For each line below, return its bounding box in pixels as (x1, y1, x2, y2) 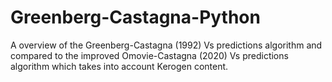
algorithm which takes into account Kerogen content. (10, 60, 229, 72)
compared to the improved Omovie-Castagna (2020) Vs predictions (10, 49, 289, 61)
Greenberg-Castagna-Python (10, 6, 261, 29)
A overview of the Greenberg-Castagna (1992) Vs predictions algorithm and (10, 39, 323, 51)
